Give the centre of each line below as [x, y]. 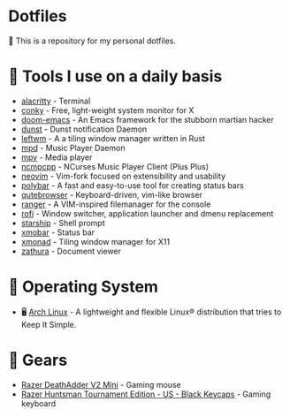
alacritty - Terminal [56, 101]
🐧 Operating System [83, 287]
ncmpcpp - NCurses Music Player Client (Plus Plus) [115, 166]
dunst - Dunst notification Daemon [84, 129]
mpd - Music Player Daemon [73, 148]
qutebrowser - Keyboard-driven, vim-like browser [111, 194]
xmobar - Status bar [57, 232]
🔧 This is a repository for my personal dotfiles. [92, 41]
